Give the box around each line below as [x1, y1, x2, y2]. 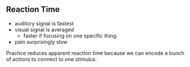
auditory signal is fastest [14, 20, 74, 27]
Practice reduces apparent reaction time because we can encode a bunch [6, 49, 185, 57]
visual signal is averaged [14, 26, 74, 33]
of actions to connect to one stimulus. [6, 55, 98, 62]
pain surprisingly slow [14, 38, 68, 45]
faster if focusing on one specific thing [23, 32, 117, 39]
